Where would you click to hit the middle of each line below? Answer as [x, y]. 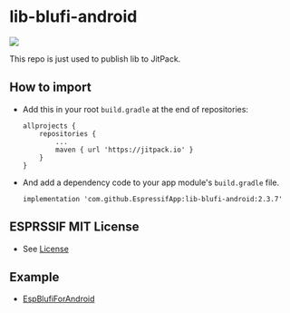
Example [34, 277]
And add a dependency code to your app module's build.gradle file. [150, 182]
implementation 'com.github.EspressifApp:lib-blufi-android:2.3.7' [152, 199]
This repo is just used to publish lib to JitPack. [95, 59]
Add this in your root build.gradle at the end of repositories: [135, 109]
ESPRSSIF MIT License [74, 227]
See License [46, 249]
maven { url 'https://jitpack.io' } [125, 150]
